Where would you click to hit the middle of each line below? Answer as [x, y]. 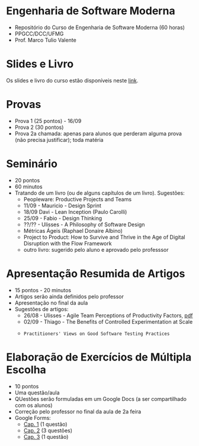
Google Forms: [33, 417]
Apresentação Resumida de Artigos [96, 273]
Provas [24, 105]
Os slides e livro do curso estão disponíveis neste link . [72, 80]
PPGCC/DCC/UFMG [39, 33]
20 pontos [27, 180]
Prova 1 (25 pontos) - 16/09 [48, 121]
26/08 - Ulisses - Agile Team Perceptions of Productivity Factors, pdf [108, 315]
